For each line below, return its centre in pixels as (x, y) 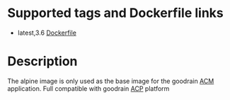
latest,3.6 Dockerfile (47, 33)
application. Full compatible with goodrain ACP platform (88, 88)
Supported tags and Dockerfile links (116, 13)
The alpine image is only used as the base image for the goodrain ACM (111, 81)
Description (42, 61)
